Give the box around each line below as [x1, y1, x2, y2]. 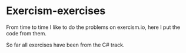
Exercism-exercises [6, 4, 106, 18]
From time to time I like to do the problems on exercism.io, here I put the [6, 24, 181, 31]
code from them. [6, 29, 47, 37]
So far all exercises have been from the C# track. [6, 41, 125, 48]
